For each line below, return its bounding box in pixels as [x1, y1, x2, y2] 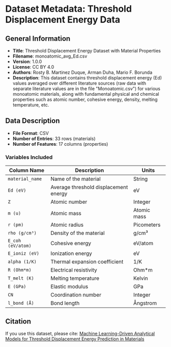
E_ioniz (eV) [8, 251, 40, 256]
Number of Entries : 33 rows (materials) [12, 136, 96, 142]
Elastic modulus [50, 283, 89, 290]
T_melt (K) [8, 276, 34, 281]
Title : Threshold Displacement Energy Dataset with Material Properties [12, 48, 161, 54]
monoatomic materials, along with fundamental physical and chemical [12, 91, 159, 97]
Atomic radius [50, 221, 84, 228]
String [133, 175, 148, 182]
